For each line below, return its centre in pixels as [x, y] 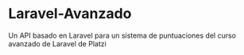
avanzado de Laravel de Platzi [58, 43]
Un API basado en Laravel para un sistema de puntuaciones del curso [122, 35]
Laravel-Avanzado [70, 14]
